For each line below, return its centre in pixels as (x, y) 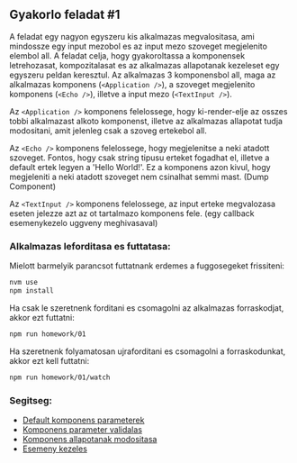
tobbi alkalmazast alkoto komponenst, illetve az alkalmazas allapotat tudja (146, 121)
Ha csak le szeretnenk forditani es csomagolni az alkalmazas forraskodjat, (147, 308)
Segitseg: (31, 400)
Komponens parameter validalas (82, 429)
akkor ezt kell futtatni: (49, 360)
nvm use (24, 283)
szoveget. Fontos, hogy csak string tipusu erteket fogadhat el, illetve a (139, 158)
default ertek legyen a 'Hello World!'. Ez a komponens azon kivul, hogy (140, 167)
